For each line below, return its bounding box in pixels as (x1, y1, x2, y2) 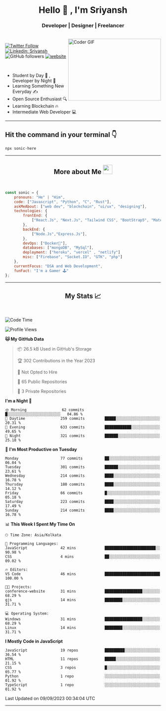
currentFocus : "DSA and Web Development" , (14, 264, 103, 268)
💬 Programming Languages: (5, 541, 58, 546)
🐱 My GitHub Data (5, 336, 44, 342)
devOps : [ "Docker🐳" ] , (23, 241, 68, 246)
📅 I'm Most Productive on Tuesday (5, 446, 78, 452)
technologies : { (14, 209, 48, 214)
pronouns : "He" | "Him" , (14, 195, 65, 200)
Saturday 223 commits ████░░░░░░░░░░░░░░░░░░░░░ (5, 499, 161, 504)
